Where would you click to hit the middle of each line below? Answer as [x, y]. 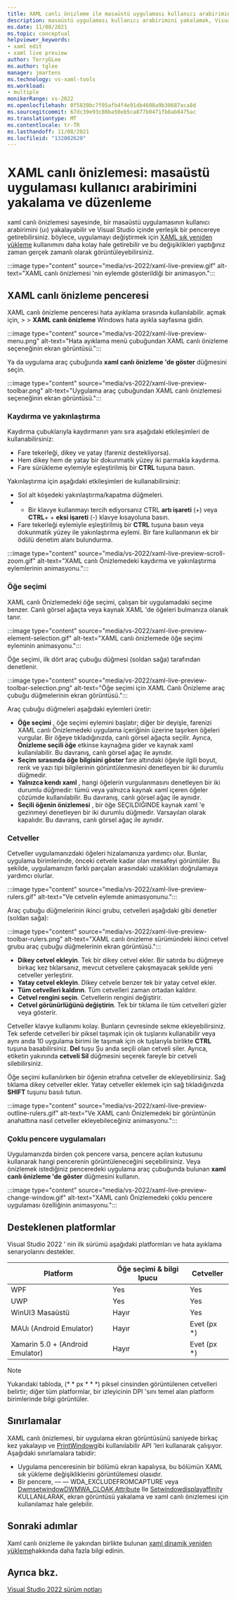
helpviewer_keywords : [39, 40]
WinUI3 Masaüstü [40, 1313]
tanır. [15, 617]
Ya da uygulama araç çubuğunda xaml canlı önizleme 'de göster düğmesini [117, 362]
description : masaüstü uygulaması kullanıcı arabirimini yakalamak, [110, 20]
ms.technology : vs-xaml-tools [52, 79]
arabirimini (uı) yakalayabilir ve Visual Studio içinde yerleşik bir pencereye [114, 230]
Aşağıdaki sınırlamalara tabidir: [52, 1453]
